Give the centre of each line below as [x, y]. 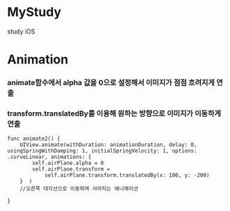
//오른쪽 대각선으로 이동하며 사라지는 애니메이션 [79, 189]
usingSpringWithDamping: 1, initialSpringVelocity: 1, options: [102, 151]
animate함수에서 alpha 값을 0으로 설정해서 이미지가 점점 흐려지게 [111, 83]
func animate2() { [34, 139]
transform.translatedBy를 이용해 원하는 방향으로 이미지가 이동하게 [114, 114]
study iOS [21, 31]
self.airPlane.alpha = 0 [68, 163]
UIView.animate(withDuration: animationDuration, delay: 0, [108, 145]
